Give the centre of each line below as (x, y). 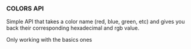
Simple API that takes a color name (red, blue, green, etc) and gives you (96, 22)
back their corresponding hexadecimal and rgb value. (73, 28)
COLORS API (25, 8)
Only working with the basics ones (49, 40)
